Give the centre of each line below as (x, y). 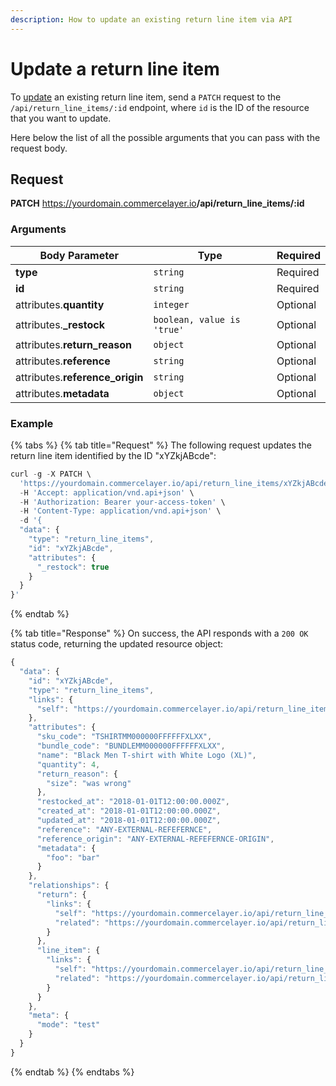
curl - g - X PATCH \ (51, 474)
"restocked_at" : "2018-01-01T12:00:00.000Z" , (133, 802)
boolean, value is (197, 319)
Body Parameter (79, 255)
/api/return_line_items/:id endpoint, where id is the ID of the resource (160, 107)
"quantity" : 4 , (68, 764)
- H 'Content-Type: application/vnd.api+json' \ (120, 511)
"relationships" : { (69, 886)
